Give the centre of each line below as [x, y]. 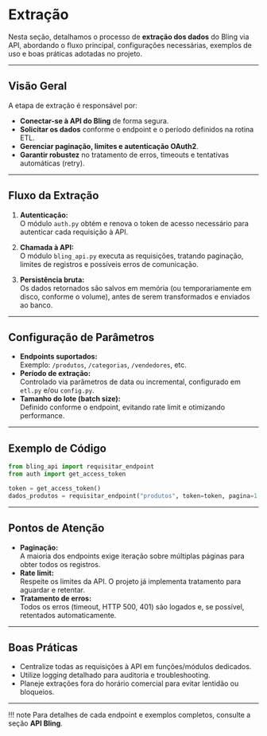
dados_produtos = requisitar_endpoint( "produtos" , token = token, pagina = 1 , [135, 495]
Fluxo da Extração [54, 196]
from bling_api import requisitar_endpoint [81, 467]
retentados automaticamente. [68, 615]
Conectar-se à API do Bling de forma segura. [94, 120]
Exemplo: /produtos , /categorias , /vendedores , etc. [103, 365]
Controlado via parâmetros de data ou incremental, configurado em [130, 382]
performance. [42, 416]
